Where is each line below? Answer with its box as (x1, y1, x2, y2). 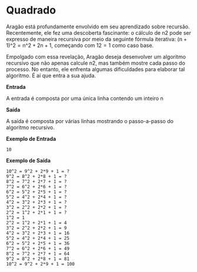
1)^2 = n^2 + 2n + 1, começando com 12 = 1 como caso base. (6, 42, 154, 49)
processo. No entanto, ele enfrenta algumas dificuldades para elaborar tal (6, 65, 185, 72)
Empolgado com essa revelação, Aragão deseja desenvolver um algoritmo (6, 53, 186, 60)
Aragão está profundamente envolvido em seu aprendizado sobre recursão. (6, 23, 190, 30)
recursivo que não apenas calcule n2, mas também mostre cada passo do (6, 59, 185, 67)
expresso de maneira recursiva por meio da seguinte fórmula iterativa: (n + (6, 35, 187, 42)
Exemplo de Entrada (6, 135, 56, 142)
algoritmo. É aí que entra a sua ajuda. (6, 72, 96, 79)
